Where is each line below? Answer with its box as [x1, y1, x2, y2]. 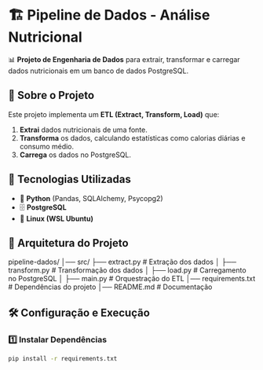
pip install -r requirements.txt [8, 355, 118, 363]
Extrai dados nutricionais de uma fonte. [19, 125, 148, 134]
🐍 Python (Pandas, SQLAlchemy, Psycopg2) [19, 193, 163, 203]
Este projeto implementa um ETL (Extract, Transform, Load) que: [8, 109, 220, 119]
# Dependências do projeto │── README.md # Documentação [8, 282, 213, 291]
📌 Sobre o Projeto [8, 89, 95, 102]
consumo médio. [19, 141, 75, 151]
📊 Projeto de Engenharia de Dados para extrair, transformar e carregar [8, 54, 241, 64]
